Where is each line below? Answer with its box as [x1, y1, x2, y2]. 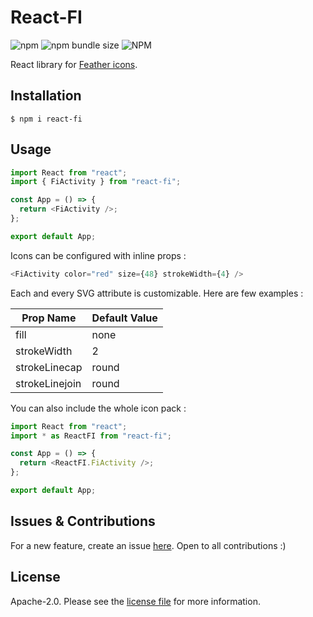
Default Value [91, 311, 158, 325]
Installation [10, 87, 82, 105]
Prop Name [21, 311, 77, 325]
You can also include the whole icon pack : [10, 402, 187, 414]
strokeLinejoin [15, 376, 82, 390]
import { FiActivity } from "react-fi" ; [10, 177, 182, 187]
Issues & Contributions [10, 513, 156, 530]
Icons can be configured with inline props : [10, 249, 187, 261]
